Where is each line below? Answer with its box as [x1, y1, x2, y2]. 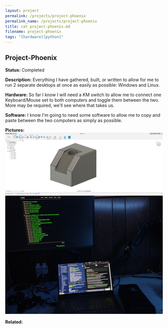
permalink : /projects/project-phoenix [5, 13, 86, 19]
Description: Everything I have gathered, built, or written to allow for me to [5, 77, 159, 83]
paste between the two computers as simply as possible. [5, 117, 122, 123]
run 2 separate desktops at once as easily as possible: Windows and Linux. [5, 82, 160, 88]
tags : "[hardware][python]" [5, 35, 64, 40]
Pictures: [5, 127, 25, 133]
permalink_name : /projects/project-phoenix [5, 19, 97, 24]
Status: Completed [5, 67, 44, 73]
